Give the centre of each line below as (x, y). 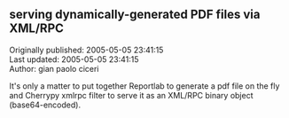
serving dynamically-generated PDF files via (135, 15)
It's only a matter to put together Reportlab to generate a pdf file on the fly (144, 86)
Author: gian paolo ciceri (54, 68)
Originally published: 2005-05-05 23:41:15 (86, 50)
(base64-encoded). (45, 105)
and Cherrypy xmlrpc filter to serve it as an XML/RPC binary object (131, 95)
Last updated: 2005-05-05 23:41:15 (74, 59)
